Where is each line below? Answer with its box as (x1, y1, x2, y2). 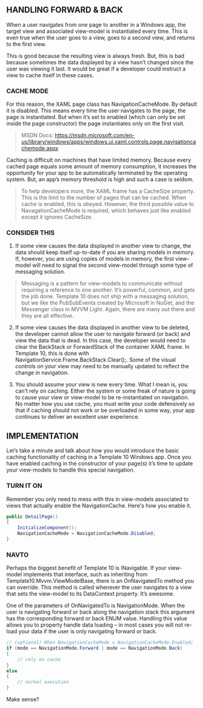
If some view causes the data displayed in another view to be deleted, (15, 324, 190, 331)
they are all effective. (21, 312, 74, 320)
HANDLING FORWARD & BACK (6, 5, 123, 15)
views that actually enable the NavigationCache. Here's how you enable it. (6, 501, 192, 509)
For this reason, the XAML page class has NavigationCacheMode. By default (6, 100, 198, 108)
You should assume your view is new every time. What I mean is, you (15, 381, 188, 388)
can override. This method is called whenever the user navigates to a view (6, 583, 192, 591)
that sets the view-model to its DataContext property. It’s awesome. (6, 590, 175, 597)
